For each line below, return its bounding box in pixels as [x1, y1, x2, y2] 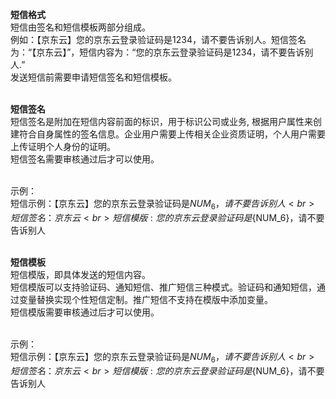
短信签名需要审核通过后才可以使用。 [10, 153, 160, 165]
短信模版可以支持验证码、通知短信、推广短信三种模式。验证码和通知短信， [10, 281, 317, 293]
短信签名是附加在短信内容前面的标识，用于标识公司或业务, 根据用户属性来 [10, 116, 313, 127]
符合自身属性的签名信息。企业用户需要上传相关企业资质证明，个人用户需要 [18, 128, 326, 140]
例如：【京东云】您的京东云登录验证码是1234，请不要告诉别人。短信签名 [10, 34, 307, 45]
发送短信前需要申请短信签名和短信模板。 [10, 71, 177, 83]
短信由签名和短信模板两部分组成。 [10, 21, 151, 33]
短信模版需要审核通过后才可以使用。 [10, 306, 160, 318]
